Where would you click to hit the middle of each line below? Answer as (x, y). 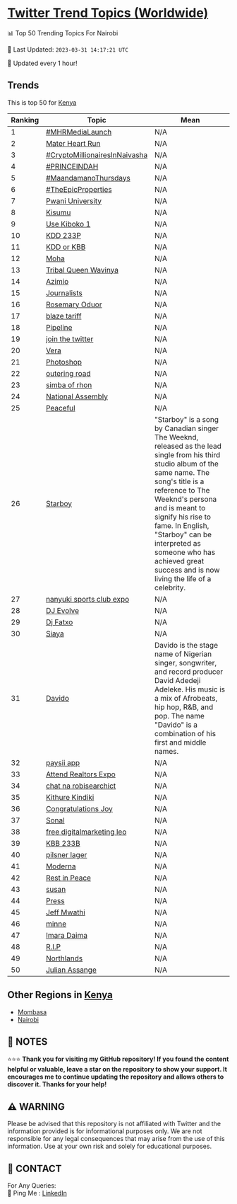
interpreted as (177, 543)
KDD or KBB (66, 247)
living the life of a (183, 578)
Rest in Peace (68, 878)
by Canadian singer (187, 428)
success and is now (187, 570)
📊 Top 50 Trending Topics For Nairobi (63, 33)
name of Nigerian (183, 654)
